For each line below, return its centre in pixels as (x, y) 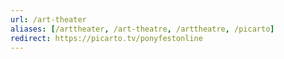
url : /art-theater (48, 19)
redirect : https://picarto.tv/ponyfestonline (106, 38)
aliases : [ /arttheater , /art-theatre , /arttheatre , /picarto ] (142, 29)
